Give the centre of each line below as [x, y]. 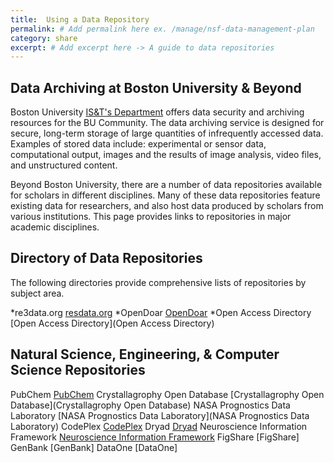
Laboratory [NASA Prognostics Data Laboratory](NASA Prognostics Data [160, 415]
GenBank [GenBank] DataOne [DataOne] [94, 447]
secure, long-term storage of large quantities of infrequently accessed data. [167, 133]
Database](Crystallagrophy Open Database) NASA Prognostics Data [150, 405]
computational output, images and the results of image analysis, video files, [166, 155]
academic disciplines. [55, 227]
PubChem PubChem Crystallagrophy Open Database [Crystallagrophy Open [167, 394]
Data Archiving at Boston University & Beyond [156, 87]
